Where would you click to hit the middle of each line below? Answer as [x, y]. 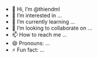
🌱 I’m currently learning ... [43, 22]
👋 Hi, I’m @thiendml [36, 9]
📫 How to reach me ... [39, 35]
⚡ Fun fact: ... [28, 50]
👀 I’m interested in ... [37, 15]
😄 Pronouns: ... [31, 43]
